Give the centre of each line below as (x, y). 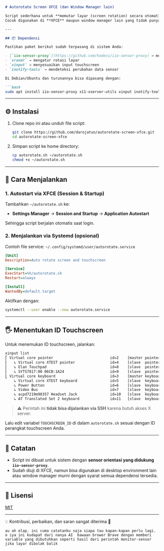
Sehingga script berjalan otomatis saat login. (50, 223)
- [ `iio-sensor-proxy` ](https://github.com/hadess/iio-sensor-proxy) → (79, 56)
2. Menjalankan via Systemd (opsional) (52, 236)
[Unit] (12, 255)
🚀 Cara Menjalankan (36, 180)
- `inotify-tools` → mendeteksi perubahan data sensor (62, 69)
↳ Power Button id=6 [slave (77, 385)
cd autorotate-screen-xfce (40, 137)
